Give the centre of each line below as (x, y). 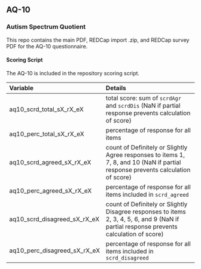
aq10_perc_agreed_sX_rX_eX (51, 191)
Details (116, 88)
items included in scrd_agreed (147, 194)
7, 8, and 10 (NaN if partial (143, 162)
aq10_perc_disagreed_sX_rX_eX (55, 250)
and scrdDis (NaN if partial (143, 105)
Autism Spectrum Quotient (46, 27)
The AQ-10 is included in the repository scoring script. (73, 73)
